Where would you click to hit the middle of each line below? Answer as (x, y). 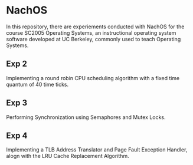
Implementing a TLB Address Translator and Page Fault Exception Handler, (97, 150)
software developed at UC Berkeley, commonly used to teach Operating (94, 39)
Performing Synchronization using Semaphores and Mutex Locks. (86, 117)
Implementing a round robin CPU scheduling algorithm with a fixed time (93, 78)
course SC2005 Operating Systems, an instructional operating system (91, 32)
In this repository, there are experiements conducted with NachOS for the (95, 27)
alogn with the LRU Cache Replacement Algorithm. (68, 156)
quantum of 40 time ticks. (37, 84)
